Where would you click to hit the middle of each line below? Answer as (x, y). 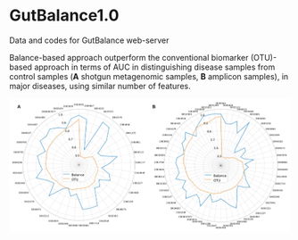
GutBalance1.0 (64, 16)
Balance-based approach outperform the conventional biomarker (129, 57)
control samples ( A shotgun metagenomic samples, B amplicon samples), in (149, 76)
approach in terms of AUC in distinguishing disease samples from (155, 67)
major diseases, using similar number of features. (100, 86)
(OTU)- (264, 57)
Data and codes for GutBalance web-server (89, 40)
